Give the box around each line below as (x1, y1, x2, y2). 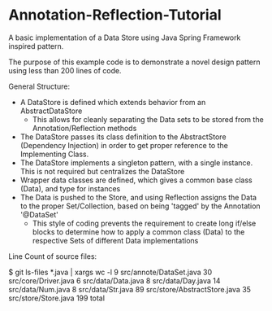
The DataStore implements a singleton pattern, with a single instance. (19, 157, 253, 168)
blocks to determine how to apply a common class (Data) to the (32, 226, 245, 237)
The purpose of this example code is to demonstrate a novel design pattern (8, 57, 261, 67)
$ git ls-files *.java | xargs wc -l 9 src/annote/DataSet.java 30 (8, 267, 213, 277)
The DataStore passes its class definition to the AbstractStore (19, 132, 227, 142)
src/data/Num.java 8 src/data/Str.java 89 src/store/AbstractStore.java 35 (8, 284, 252, 294)
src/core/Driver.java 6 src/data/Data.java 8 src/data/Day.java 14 (8, 275, 221, 286)
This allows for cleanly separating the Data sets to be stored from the (32, 114, 264, 124)
